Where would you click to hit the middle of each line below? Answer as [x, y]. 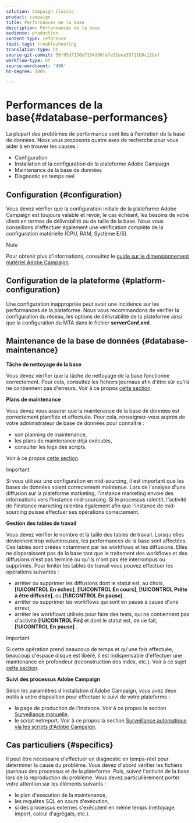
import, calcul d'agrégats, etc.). [52, 814]
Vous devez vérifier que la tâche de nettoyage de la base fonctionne [88, 375]
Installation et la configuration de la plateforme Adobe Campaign [92, 164]
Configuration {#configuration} [64, 194]
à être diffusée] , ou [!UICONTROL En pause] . [70, 595]
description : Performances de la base [53, 28]
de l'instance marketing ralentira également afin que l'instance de [85, 506]
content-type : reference [36, 39]
